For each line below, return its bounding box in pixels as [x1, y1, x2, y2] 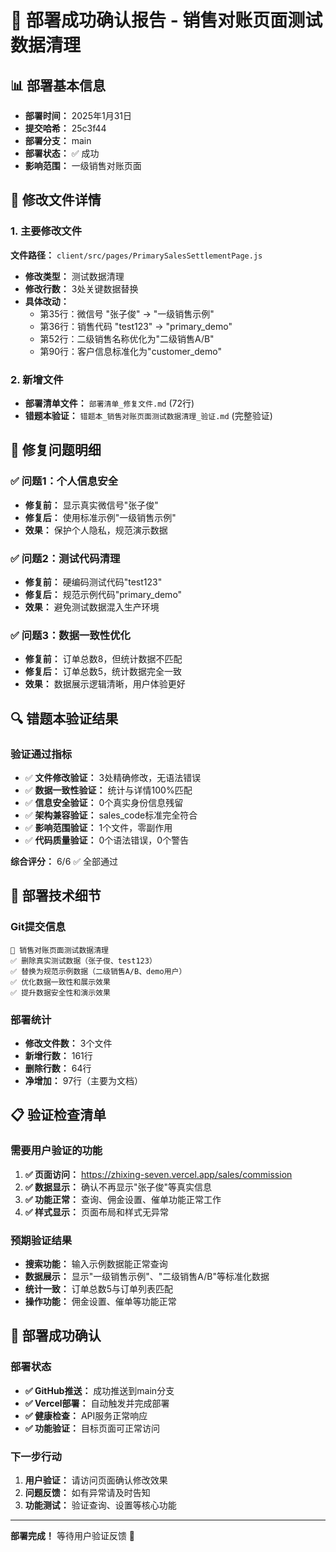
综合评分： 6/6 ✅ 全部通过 [10, 855, 119, 867]
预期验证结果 [10, 1233, 73, 1247]
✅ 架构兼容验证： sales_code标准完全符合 [24, 809, 198, 821]
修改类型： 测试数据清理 [24, 270, 125, 282]
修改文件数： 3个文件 [24, 1037, 113, 1049]
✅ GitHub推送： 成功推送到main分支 [24, 1384, 175, 1396]
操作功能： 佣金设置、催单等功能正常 [24, 1295, 177, 1307]
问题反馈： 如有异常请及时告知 [24, 1486, 151, 1498]
